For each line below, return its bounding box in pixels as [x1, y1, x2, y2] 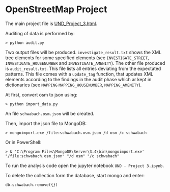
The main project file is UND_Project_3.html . [5, 20, 98, 27]
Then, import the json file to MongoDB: [5, 120, 87, 126]
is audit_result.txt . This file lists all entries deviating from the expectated [5, 65, 161, 71]
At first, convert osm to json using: [5, 91, 78, 98]
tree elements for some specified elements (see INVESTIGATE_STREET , [5, 55, 149, 61]
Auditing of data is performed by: [5, 30, 75, 36]
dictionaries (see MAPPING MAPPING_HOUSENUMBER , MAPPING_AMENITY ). [5, 82, 142, 88]
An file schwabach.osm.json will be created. [5, 110, 95, 116]
